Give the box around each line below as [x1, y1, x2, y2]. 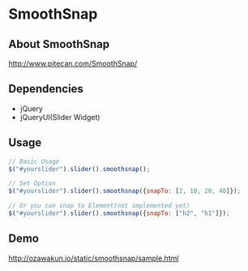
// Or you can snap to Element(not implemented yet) [8, 202, 190, 210]
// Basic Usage [8, 157, 60, 166]
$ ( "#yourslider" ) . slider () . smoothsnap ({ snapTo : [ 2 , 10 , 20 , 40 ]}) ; [8, 187, 242, 196]
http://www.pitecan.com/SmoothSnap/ [8, 58, 138, 68]
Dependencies [8, 82, 83, 96]
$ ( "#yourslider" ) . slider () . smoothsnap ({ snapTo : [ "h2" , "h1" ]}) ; [8, 209, 230, 217]
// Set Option [8, 179, 57, 187]
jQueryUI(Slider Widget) [19, 112, 100, 122]
